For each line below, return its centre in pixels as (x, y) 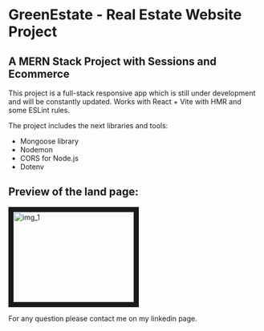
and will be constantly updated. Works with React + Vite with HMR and (125, 101)
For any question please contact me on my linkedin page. (103, 318)
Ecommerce (39, 74)
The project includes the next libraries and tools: (88, 125)
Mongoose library (49, 141)
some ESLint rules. (39, 110)
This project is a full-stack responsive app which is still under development (132, 93)
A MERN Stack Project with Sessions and (112, 61)
